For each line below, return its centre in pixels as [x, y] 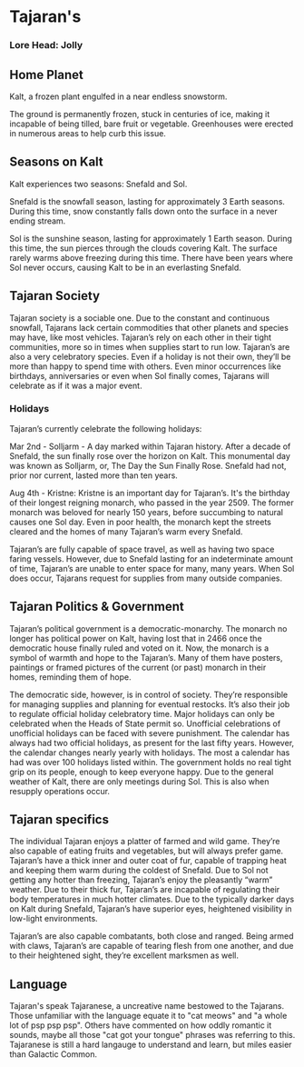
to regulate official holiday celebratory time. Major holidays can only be [142, 713]
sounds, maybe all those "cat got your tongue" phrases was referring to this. [152, 1035]
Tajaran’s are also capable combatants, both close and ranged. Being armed [152, 936]
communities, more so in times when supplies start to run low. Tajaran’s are [150, 346]
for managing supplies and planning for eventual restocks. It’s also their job [150, 704]
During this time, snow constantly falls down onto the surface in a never [144, 211]
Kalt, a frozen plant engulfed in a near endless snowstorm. [118, 96]
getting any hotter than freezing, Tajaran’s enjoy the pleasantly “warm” [141, 880]
